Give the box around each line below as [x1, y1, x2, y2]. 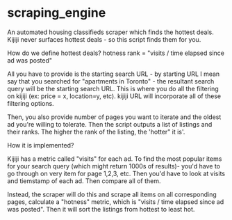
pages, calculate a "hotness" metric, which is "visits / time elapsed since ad [7, 197, 224, 206]
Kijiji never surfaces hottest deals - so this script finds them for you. [7, 35, 201, 43]
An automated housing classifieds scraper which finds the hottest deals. [7, 28, 214, 36]
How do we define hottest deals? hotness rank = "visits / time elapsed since [7, 49, 224, 57]
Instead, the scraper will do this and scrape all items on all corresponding [7, 190, 217, 198]
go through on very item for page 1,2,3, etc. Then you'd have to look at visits [7, 169, 226, 178]
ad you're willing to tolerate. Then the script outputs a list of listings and [7, 120, 213, 128]
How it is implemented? [7, 141, 74, 149]
